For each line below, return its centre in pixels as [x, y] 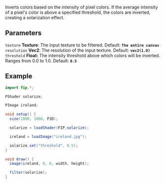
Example [19, 76]
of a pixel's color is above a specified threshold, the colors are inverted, [78, 12]
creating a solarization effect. [35, 18]
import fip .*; [20, 88]
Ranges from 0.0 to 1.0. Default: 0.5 [41, 61]
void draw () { [20, 159]
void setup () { [21, 114]
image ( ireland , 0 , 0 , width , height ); [49, 164]
